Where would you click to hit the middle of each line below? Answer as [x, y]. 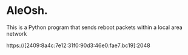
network [17, 33]
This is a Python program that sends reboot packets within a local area [95, 27]
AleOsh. [27, 11]
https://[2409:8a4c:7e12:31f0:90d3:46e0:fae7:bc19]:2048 [78, 45]
